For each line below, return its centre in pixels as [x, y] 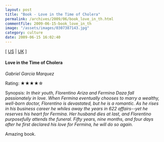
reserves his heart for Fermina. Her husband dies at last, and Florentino [78, 114]
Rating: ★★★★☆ [24, 83]
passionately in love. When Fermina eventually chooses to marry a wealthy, [82, 98]
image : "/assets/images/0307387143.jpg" [47, 28]
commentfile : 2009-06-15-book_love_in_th [48, 24]
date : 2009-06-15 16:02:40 [33, 38]
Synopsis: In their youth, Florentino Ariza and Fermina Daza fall [70, 93]
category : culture [24, 33]
